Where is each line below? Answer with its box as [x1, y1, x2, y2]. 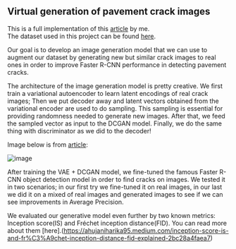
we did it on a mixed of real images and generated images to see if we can [7, 190, 223, 198]
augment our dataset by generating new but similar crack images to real [7, 53, 216, 61]
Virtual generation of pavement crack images [7, 6, 211, 18]
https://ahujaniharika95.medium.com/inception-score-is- [63, 226, 229, 235]
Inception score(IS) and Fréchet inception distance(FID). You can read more [7, 219, 228, 227]
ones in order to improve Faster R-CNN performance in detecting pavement [7, 60, 227, 69]
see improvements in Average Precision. [7, 198, 125, 206]
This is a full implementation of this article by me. [7, 24, 150, 32]
